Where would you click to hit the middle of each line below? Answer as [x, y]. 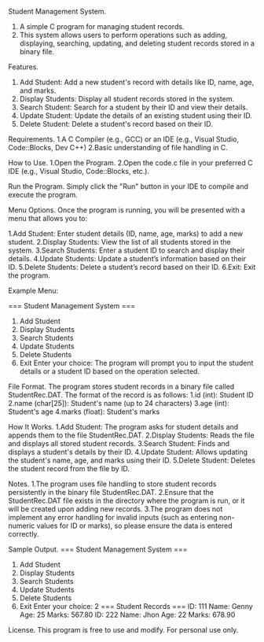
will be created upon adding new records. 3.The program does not [115, 509]
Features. [24, 67]
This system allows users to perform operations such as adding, [123, 35]
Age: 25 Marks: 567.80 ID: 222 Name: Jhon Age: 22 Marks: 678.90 [127, 614]
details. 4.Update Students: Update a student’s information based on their [127, 258]
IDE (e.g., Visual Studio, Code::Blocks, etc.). [79, 171]
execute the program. [43, 195]
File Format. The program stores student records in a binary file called [121, 386]
